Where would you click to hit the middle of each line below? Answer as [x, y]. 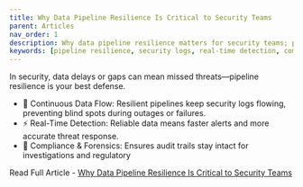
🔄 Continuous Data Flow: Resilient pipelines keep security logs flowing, [154, 103]
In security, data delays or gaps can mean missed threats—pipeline [134, 76]
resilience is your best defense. [68, 86]
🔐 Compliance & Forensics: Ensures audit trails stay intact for [136, 146]
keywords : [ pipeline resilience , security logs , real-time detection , [145, 51]
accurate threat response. [70, 137]
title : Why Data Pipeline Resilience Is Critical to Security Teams [141, 18]
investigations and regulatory [76, 156]
